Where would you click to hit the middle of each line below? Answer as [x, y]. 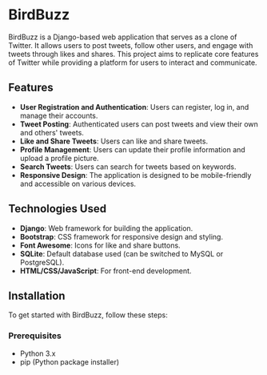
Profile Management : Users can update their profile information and [132, 149]
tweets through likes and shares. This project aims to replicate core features [133, 54]
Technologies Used [57, 209]
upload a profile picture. [59, 158]
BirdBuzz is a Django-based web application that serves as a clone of [123, 37]
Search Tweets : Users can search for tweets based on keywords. [128, 167]
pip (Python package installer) [70, 361]
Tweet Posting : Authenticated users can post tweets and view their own [139, 124]
